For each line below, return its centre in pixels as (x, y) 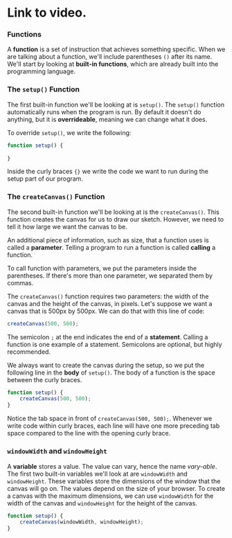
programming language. (42, 71)
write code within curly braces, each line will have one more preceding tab (114, 426)
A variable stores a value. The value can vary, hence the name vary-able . (112, 466)
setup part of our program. (45, 179)
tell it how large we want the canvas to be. (67, 226)
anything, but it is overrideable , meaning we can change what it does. (107, 119)
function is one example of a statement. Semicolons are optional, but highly (115, 344)
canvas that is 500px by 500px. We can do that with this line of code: (106, 311)
